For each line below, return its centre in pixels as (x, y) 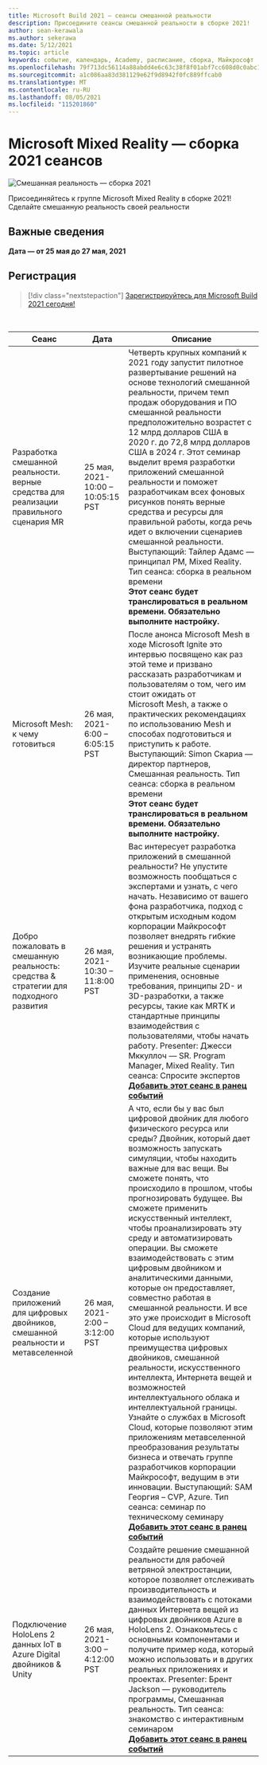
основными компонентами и (184, 1639)
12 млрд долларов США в (178, 432)
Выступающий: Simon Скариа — (190, 754)
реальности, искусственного (184, 1367)
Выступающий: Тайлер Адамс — (191, 551)
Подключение (40, 1624)
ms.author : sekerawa (43, 38)
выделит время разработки (182, 461)
